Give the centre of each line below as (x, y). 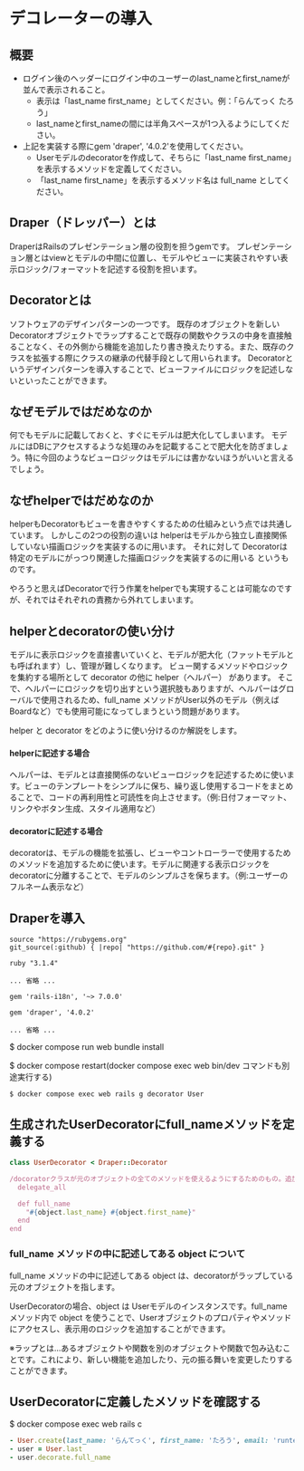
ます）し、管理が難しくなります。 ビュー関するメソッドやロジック (164, 666)
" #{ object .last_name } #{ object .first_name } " (111, 1212)
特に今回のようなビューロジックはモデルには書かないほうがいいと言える (159, 457)
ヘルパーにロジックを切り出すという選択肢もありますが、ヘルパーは (152, 688)
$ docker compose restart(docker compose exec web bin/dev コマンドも (146, 1066)
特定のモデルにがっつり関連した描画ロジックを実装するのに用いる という (145, 558)
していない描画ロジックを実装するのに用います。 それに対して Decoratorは (148, 547)
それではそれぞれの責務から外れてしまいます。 (112, 600)
